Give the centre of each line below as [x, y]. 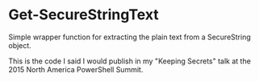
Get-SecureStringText [84, 15]
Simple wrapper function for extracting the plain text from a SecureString [130, 37]
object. [20, 45]
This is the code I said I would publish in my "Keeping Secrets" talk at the [130, 61]
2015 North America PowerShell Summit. [76, 69]
